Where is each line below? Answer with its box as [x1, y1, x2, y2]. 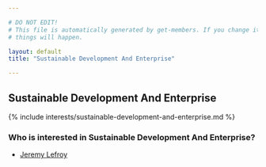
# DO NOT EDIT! [8, 18, 59, 26]
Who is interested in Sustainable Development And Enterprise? [8, 131, 256, 142]
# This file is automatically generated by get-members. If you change [8, 25, 249, 34]
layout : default [8, 47, 62, 55]
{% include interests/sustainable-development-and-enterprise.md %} [8, 112, 236, 121]
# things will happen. [8, 33, 83, 41]
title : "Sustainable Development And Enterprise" [8, 55, 176, 63]
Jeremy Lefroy [19, 150, 68, 159]
